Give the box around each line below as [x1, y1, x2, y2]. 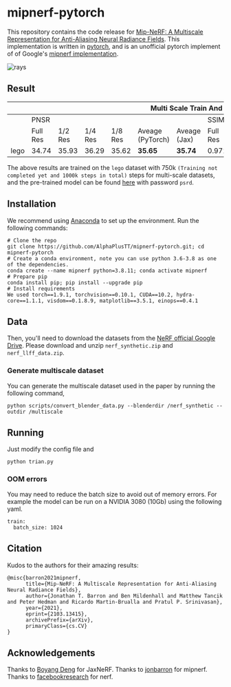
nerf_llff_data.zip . [7, 349, 65, 357]
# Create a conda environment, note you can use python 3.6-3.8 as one [7, 255, 217, 262]
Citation [7, 542, 43, 555]
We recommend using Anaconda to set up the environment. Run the [7, 216, 199, 224]
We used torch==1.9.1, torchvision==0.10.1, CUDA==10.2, [7, 291, 174, 298]
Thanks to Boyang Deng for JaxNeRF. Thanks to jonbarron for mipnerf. [7, 666, 208, 674]
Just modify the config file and [7, 445, 94, 454]
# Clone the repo [7, 237, 57, 244]
